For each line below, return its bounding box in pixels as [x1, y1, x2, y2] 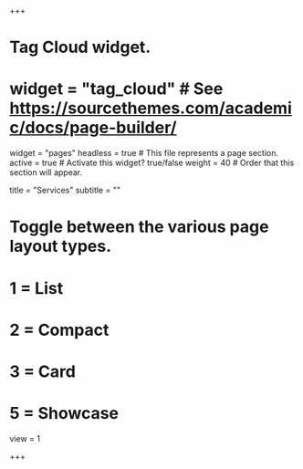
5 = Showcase [9, 403, 120, 424]
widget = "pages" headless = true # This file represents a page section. [9, 148, 279, 159]
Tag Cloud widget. [9, 37, 151, 57]
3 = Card [9, 361, 76, 381]
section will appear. [9, 167, 83, 178]
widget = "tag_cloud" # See [9, 78, 224, 99]
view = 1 [9, 433, 41, 443]
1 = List [9, 277, 64, 298]
